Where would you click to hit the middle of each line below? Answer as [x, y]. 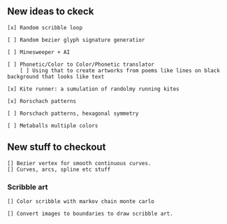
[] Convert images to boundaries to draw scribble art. [90, 213]
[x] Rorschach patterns [42, 101]
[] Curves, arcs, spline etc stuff [59, 169]
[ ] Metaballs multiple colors [53, 125]
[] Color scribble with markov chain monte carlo [81, 201]
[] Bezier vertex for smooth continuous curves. [79, 163]
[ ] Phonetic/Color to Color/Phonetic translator [81, 64]
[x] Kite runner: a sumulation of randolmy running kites [93, 89]
